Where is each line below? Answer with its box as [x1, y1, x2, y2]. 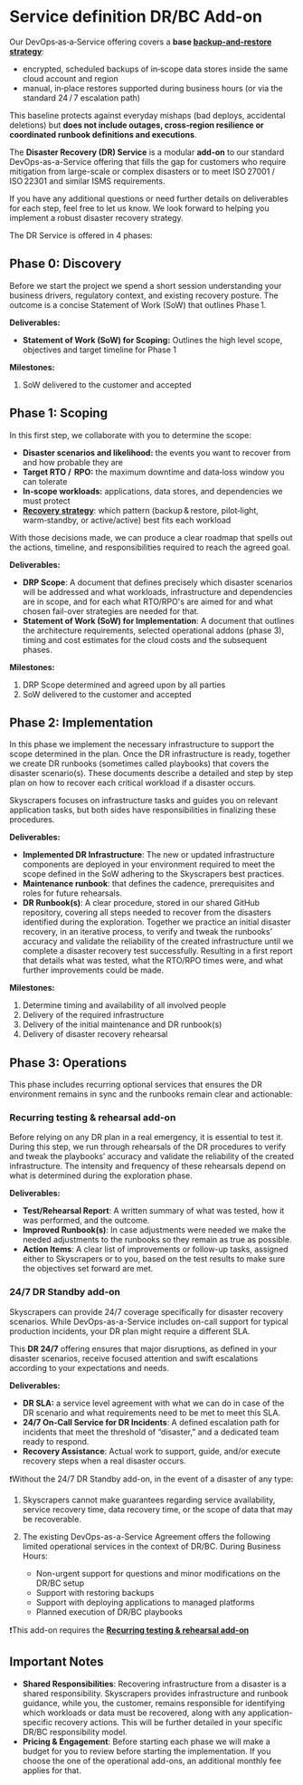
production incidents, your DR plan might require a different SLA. [9, 1325, 251, 1337]
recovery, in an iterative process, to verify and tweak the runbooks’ [22, 926, 273, 937]
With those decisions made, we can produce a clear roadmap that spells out [9, 532, 293, 542]
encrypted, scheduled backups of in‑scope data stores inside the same [22, 63, 289, 74]
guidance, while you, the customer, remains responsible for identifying [22, 1697, 286, 1708]
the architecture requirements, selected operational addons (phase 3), [22, 625, 285, 636]
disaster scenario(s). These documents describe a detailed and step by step [9, 768, 294, 779]
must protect [22, 495, 71, 506]
